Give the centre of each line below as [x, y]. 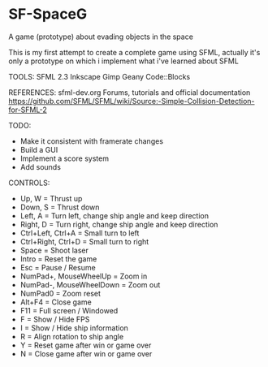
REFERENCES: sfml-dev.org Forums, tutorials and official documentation [130, 92]
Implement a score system [65, 158]
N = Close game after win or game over [86, 353]
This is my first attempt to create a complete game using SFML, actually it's [134, 52]
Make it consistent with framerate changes [92, 141]
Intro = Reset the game [58, 259]
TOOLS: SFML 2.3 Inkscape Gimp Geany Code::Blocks [99, 76]
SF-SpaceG [48, 14]
